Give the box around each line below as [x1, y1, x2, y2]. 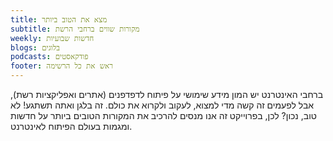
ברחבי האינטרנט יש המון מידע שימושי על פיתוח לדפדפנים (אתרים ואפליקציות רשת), [10, 89, 324, 100]
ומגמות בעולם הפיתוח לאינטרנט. [10, 121, 133, 132]
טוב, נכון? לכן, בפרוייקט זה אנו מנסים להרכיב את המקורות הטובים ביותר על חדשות [10, 110, 317, 121]
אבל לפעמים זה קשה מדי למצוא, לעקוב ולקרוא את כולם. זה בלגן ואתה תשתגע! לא [10, 99, 315, 111]
